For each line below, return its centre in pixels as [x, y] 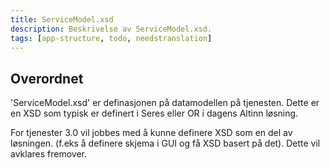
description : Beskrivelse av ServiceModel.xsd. [111, 29]
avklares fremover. [49, 154]
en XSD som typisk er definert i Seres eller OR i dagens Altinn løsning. [154, 113]
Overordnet [47, 78]
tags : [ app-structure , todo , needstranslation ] [111, 38]
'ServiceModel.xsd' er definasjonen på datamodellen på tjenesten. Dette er [165, 103]
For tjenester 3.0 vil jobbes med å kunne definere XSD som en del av [151, 133]
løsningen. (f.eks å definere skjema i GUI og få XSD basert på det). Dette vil [165, 143]
